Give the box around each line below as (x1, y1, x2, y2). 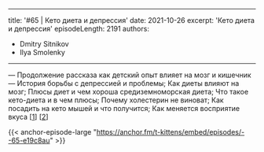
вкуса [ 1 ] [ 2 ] (8, 112, 49, 121)
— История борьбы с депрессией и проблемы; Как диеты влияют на (8, 79, 240, 87)
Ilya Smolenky (19, 48, 65, 57)
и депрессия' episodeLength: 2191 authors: (8, 24, 149, 33)
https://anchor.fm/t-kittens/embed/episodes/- (96, 128, 245, 136)
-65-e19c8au (8, 135, 50, 145)
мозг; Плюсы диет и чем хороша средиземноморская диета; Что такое (8, 87, 249, 96)
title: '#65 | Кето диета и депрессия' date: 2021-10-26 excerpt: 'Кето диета (8, 16, 255, 24)
